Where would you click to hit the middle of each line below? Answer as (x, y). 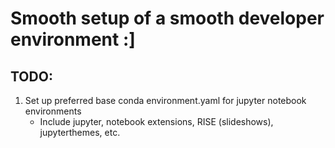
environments (53, 111)
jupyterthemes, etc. (80, 132)
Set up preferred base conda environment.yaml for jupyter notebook (165, 100)
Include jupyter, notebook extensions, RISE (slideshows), (156, 121)
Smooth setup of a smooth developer (167, 18)
